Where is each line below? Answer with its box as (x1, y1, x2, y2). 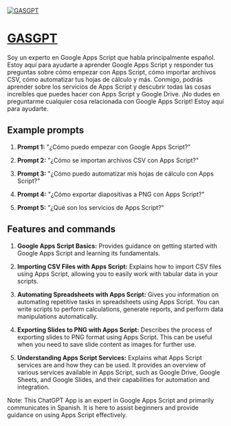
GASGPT (7, 31, 58, 46)
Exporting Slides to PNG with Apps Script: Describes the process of (16, 326, 212, 334)
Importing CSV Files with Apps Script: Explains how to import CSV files (16, 262, 222, 270)
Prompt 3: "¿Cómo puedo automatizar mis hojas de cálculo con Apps (16, 169, 214, 178)
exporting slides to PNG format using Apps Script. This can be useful (16, 332, 213, 341)
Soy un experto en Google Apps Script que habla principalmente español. (7, 53, 215, 61)
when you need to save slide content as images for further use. (16, 340, 197, 348)
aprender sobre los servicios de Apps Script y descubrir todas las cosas (7, 83, 212, 91)
